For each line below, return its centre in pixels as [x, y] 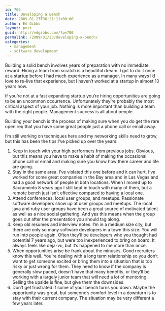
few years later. [28, 303]
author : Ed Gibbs [23, 23]
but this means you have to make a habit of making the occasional [79, 156]
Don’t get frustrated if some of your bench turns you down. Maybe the [83, 287]
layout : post [18, 28]
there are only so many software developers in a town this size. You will [85, 229]
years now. [16, 86]
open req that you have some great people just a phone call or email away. [81, 126]
